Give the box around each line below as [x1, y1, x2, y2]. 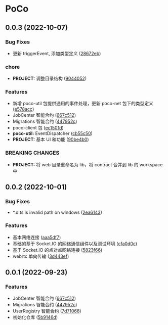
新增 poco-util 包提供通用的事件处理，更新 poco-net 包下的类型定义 [12, 101, 153, 107]
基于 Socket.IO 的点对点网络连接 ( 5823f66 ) [12, 247, 103, 253]
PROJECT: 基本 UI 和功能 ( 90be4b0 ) [12, 136, 90, 143]
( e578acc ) [12, 106, 34, 112]
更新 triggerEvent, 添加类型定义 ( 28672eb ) [12, 50, 101, 56]
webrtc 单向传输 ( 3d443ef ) [12, 253, 69, 259]
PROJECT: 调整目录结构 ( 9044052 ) [12, 75, 87, 81]
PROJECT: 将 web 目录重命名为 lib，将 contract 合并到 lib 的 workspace [12, 161, 163, 167]
